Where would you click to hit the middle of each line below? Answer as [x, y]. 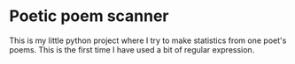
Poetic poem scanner [89, 16]
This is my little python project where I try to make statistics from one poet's [148, 40]
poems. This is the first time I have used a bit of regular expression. [132, 49]
